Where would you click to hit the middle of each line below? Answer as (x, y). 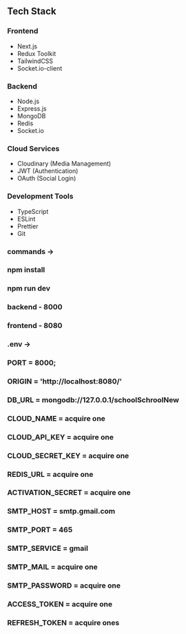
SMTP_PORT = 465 (40, 530)
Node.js (28, 101)
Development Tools (40, 197)
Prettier (28, 226)
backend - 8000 (35, 307)
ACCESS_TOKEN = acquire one (60, 604)
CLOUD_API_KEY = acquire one (60, 437)
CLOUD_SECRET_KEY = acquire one (68, 455)
